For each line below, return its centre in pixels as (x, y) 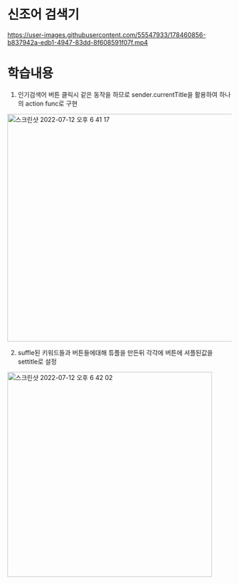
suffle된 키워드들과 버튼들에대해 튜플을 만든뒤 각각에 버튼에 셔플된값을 (115, 352)
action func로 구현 (52, 103)
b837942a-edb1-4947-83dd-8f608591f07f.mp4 (78, 42)
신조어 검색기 (43, 15)
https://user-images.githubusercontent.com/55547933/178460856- (107, 35)
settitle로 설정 (37, 362)
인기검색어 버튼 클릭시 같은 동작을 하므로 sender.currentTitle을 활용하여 (118, 94)
